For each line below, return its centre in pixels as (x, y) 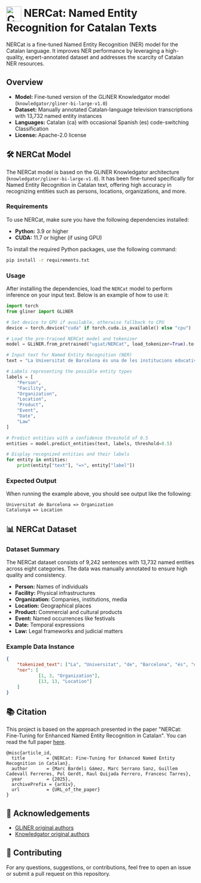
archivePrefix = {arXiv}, (44, 785)
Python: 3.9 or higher (42, 231)
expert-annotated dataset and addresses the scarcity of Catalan (104, 57)
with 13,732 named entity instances (58, 116)
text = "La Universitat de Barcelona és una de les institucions (89, 361)
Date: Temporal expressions (50, 625)
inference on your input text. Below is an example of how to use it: (88, 295)
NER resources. (25, 63)
